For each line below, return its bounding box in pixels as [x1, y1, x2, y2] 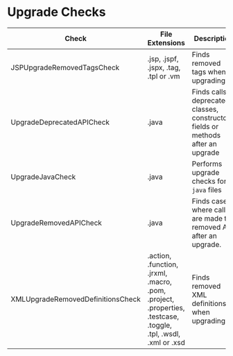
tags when [191, 67, 227, 76]
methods [191, 130, 221, 139]
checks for [191, 176, 227, 186]
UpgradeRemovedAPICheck [10, 218, 103, 228]
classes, [191, 104, 218, 114]
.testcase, [147, 312, 180, 321]
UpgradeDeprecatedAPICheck [10, 117, 110, 127]
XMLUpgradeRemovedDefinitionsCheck [10, 294, 141, 304]
